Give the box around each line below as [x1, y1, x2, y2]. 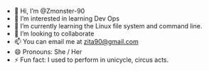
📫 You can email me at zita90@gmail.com [14, 38, 139, 45]
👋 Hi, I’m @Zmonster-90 [14, 7, 85, 15]
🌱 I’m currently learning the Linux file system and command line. [14, 22, 203, 30]
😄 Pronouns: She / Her [14, 48, 82, 56]
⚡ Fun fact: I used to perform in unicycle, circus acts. [14, 55, 169, 64]
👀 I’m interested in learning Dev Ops [14, 14, 119, 23]
